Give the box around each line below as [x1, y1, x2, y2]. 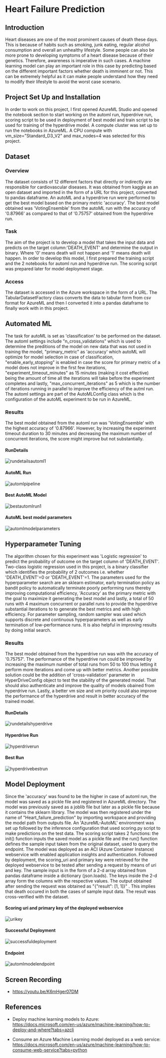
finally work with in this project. [5, 305, 69, 311]
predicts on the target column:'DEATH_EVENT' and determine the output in [5, 245, 158, 251]
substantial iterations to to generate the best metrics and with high [5, 606, 141, 612]
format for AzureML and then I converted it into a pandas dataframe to [5, 300, 149, 306]
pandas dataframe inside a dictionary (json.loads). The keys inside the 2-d [5, 873, 158, 879]
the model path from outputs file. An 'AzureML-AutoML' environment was [5, 819, 155, 826]
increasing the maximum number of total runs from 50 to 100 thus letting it [5, 661, 157, 667]
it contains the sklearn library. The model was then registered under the [5, 809, 151, 815]
